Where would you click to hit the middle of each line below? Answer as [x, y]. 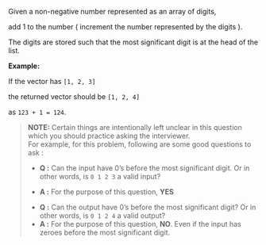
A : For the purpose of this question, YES [107, 192]
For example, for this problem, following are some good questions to [139, 144]
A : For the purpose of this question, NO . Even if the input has [141, 224]
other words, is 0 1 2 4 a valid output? [102, 216]
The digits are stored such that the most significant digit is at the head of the [133, 42]
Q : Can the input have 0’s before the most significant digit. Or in [145, 168]
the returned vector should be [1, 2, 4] [74, 97]
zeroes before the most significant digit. [105, 232]
